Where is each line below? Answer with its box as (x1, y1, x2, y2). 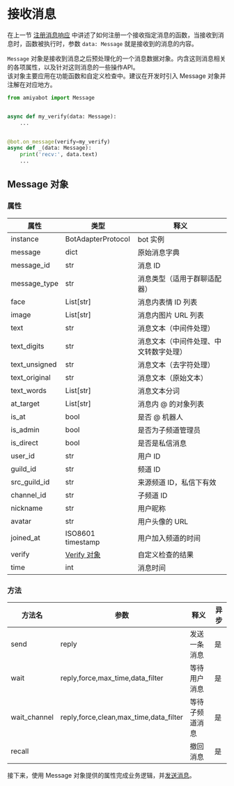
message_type (10, 278, 59, 288)
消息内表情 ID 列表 (137, 297, 198, 307)
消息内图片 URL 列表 (137, 310, 204, 320)
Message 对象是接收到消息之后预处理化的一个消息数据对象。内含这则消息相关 (7, 54, 226, 63)
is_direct (10, 438, 38, 447)
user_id (10, 451, 35, 461)
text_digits (10, 341, 45, 350)
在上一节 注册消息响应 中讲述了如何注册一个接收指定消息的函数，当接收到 (7, 31, 218, 39)
